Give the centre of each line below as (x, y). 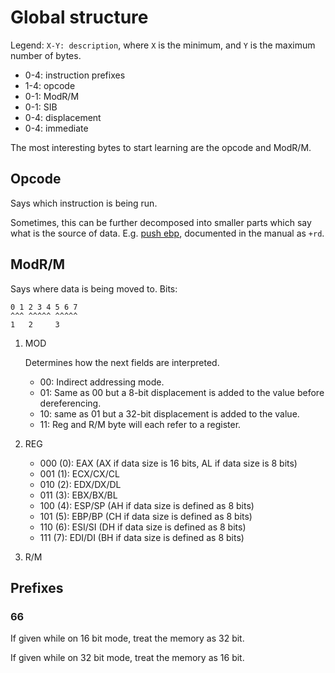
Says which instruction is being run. (84, 203)
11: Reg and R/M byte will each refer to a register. (140, 424)
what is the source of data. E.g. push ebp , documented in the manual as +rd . (167, 233)
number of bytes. (46, 55)
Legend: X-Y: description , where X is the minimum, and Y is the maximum (163, 45)
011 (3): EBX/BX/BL (78, 495)
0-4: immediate (56, 128)
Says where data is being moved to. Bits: (94, 288)
